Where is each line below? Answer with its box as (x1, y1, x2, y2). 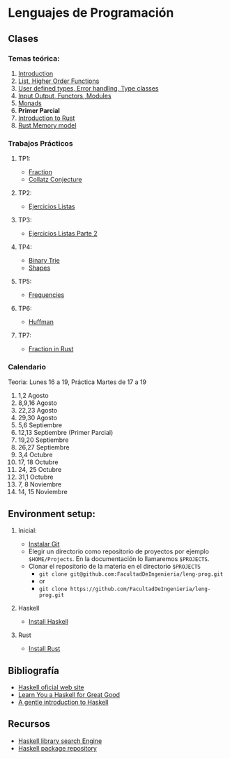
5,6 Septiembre (17, 421, 62, 429)
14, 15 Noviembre (17, 488, 68, 496)
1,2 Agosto (17, 392, 49, 400)
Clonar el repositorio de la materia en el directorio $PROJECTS (28, 562, 201, 571)
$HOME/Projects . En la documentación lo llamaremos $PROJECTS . (28, 555, 210, 563)
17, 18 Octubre (17, 458, 59, 466)
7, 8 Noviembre (17, 480, 62, 489)
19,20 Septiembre (17, 436, 69, 444)
